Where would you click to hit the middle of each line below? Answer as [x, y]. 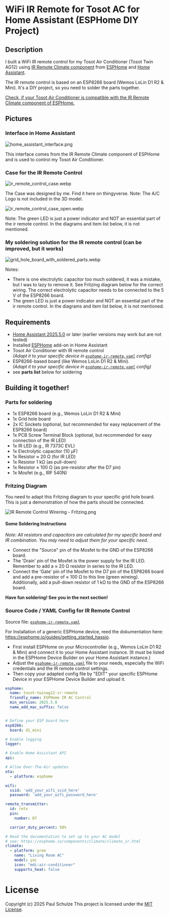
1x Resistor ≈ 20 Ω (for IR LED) [44, 456]
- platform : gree [28, 851]
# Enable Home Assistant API [36, 753]
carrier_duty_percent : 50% [38, 827]
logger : [13, 744]
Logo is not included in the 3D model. [44, 199]
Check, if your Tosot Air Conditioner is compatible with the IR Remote [77, 98]
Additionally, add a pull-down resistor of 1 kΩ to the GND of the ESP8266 [88, 582]
